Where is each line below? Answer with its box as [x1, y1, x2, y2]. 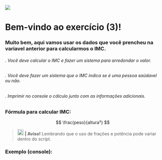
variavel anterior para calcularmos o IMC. [5, 45, 106, 52]
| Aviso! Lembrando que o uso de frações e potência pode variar [24, 131, 157, 136]
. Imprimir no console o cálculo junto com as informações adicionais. [5, 93, 146, 99]
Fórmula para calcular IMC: [5, 108, 71, 115]
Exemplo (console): [5, 148, 53, 155]
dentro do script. [17, 136, 52, 142]
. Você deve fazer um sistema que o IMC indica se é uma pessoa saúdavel [5, 73, 157, 79]
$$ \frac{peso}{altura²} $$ [56, 119, 110, 125]
